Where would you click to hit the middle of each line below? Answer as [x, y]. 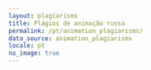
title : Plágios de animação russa [67, 23]
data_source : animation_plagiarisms [70, 38]
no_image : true [34, 53]
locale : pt [27, 46]
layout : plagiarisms [43, 16]
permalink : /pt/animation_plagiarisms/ [76, 31]
